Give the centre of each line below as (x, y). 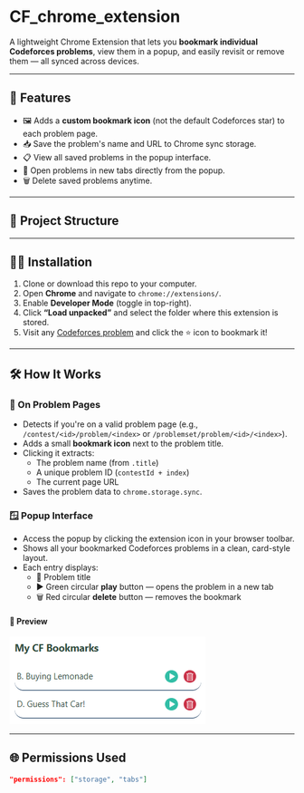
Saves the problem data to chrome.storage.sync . (112, 492)
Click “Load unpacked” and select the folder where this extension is (150, 313)
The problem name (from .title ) (97, 463)
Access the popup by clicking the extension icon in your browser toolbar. (159, 539)
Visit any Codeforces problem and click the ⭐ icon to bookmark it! (145, 333)
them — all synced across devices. (75, 61)
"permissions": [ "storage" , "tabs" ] (78, 780)
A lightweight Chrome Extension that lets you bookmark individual (133, 42)
